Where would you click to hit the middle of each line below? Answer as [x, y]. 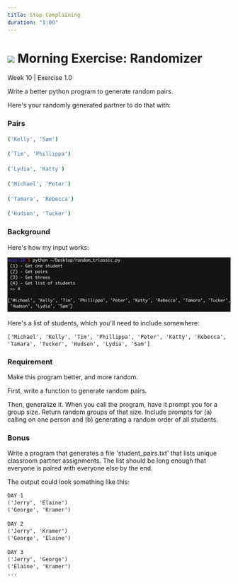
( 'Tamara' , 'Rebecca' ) [41, 199]
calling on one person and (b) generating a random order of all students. [113, 420]
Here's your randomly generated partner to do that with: [89, 105]
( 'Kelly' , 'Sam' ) [33, 139]
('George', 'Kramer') [39, 510]
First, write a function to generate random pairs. [77, 391]
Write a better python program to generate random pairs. [90, 91]
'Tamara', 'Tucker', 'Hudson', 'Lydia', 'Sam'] [79, 344]
